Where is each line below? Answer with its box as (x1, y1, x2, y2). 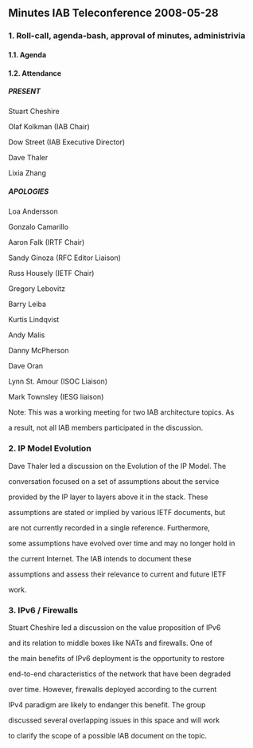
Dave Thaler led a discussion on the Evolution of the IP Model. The (8, 461, 227, 470)
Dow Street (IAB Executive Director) (8, 137, 126, 147)
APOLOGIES (8, 187, 49, 196)
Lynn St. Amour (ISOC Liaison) (8, 376, 108, 386)
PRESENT (8, 87, 41, 96)
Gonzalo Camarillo (8, 222, 69, 232)
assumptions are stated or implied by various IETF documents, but (8, 507, 226, 517)
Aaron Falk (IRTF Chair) (8, 238, 85, 247)
